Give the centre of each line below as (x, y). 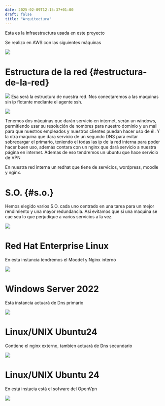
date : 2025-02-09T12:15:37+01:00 (39, 10)
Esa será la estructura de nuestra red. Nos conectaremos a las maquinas (85, 97)
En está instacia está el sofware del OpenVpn (51, 389)
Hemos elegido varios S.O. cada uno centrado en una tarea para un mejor (80, 206)
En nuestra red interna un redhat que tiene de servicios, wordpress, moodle (82, 167)
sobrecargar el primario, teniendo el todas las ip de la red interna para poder (82, 142)
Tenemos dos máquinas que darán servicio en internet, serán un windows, (81, 121)
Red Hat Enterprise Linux (57, 246)
